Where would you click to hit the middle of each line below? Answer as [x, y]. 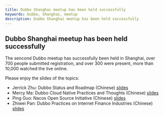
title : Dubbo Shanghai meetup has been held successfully [65, 10]
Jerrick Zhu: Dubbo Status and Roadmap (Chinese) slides [70, 88]
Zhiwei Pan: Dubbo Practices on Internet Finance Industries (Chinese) [82, 103]
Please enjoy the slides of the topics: [42, 78]
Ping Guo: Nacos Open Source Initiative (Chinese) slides [69, 98]
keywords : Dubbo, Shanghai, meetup [41, 14]
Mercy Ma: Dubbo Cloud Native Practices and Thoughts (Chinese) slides [85, 93]
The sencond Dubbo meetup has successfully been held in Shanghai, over [80, 58]
